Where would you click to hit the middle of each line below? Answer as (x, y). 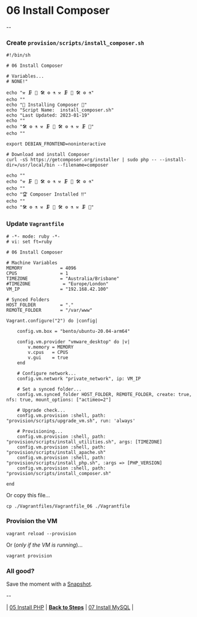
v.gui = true (48, 358)
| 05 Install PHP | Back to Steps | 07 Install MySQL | (70, 607)
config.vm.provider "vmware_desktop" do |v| (74, 342)
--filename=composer (83, 165)
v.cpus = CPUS (48, 352)
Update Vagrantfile (35, 224)
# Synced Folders (28, 299)
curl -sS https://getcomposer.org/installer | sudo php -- (82, 160)
